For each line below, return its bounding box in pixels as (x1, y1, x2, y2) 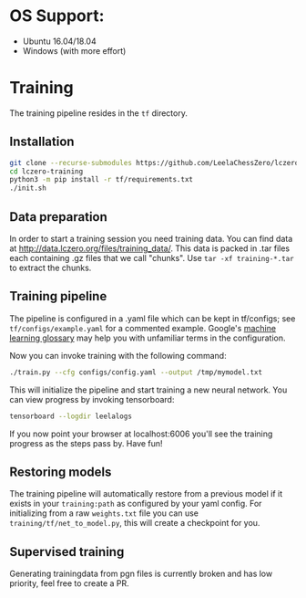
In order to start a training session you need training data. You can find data (9, 234, 293, 244)
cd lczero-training (9, 166, 84, 176)
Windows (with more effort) (22, 45, 127, 56)
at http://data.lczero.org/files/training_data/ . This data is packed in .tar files (9, 243, 290, 254)
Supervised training (9, 544, 125, 560)
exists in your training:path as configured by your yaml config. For (9, 498, 262, 509)
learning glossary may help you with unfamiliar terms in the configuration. (9, 332, 286, 343)
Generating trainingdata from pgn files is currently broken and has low (9, 568, 273, 580)
